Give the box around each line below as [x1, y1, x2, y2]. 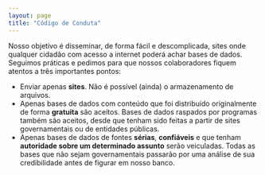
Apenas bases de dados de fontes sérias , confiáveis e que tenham [19, 132, 241, 142]
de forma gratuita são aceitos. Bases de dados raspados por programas [19, 107, 257, 116]
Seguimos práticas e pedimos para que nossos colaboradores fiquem [8, 57, 237, 68]
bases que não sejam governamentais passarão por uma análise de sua [19, 149, 255, 159]
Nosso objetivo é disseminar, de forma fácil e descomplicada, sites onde [8, 41, 247, 50]
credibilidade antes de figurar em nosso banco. [19, 157, 175, 167]
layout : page [8, 11, 52, 20]
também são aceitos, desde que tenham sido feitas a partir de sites [19, 115, 240, 125]
